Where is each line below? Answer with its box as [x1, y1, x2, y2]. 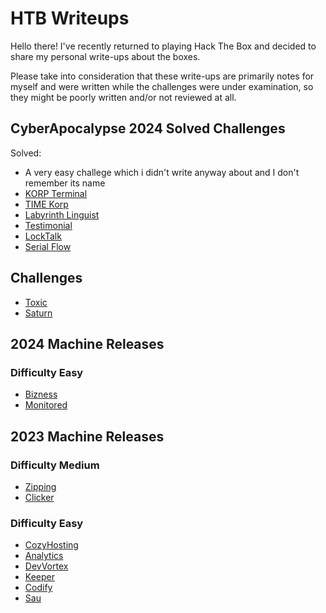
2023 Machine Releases [10, 428, 165, 445]
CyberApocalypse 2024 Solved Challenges [10, 120, 286, 137]
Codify [24, 582, 53, 594]
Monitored [24, 399, 68, 411]
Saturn [24, 307, 53, 319]
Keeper [24, 571, 55, 583]
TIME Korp [24, 198, 69, 210]
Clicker [24, 491, 55, 503]
